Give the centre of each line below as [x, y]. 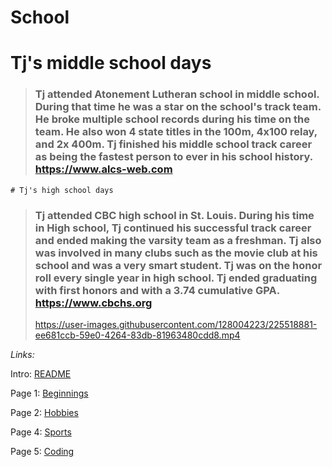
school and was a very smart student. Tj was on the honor [178, 265]
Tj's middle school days [111, 63]
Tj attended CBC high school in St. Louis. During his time [174, 215]
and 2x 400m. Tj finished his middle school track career [173, 144]
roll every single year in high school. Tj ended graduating [176, 278]
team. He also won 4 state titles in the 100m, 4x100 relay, [176, 132]
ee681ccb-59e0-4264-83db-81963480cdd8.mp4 [137, 335]
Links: [22, 354]
